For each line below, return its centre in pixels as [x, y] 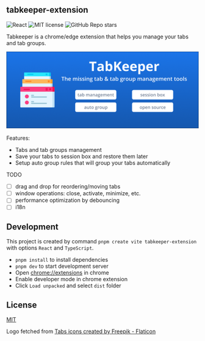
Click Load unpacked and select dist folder [68, 285]
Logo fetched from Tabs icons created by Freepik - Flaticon [81, 331]
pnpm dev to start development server [62, 266]
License [22, 305]
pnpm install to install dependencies [62, 260]
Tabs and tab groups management [58, 150]
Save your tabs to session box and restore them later [81, 156]
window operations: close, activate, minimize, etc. [78, 193]
